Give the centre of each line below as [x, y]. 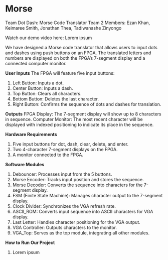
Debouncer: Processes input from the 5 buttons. [62, 174]
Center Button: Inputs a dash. [43, 88]
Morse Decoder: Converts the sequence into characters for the [77, 185]
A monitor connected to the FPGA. [48, 155]
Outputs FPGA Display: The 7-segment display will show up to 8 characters [83, 114]
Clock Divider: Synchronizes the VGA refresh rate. [64, 206]
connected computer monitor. [36, 63]
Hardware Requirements [31, 134]
